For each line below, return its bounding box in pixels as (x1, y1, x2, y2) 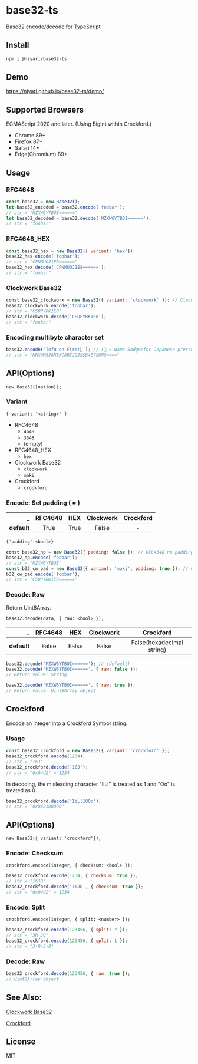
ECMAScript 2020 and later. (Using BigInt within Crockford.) (6, 120, 152, 127)
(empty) (23, 440, 43, 447)
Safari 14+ (14, 144, 40, 151)
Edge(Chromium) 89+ (14, 151, 68, 158)
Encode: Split (6, 903, 45, 911)
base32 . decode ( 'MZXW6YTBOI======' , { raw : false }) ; (6, 666, 138, 672)
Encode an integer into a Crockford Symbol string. (6, 720, 128, 727)
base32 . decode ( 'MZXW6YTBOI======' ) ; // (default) (6, 661, 131, 667)
